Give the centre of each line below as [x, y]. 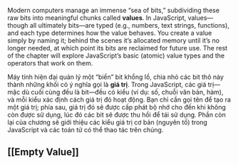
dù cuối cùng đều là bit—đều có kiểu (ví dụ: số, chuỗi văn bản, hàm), [123, 92]
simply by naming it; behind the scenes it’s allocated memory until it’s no [113, 41]
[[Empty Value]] [43, 152]
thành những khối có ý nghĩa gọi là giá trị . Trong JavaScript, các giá [107, 84]
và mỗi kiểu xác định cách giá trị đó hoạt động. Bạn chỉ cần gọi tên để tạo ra [119, 100]
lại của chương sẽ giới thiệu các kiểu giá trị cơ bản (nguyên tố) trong [108, 122]
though [18, 25]
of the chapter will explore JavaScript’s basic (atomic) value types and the [116, 55]
